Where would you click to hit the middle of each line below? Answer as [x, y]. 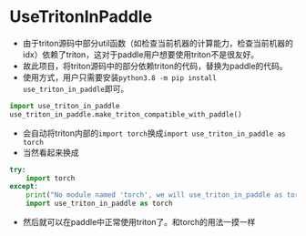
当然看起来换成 [51, 152]
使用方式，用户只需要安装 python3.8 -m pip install [119, 77]
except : [24, 187]
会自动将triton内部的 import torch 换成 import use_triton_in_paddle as [154, 133]
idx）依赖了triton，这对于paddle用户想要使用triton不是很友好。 [141, 54]
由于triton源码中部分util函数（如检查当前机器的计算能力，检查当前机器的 [158, 43]
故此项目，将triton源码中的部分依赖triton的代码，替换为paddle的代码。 [155, 66]
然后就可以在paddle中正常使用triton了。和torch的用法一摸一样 [139, 222]
